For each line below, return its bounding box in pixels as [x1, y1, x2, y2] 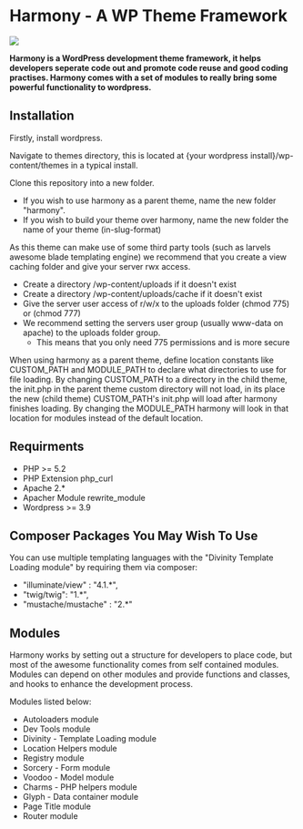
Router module [22, 811, 79, 822]
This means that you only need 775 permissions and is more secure [35, 336, 290, 347]
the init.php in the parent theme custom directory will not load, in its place [9, 384, 286, 394]
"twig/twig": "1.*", [22, 589, 89, 600]
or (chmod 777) [22, 307, 82, 319]
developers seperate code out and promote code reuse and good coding [9, 62, 288, 73]
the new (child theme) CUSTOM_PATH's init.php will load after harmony [9, 393, 278, 404]
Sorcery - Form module [22, 762, 111, 773]
